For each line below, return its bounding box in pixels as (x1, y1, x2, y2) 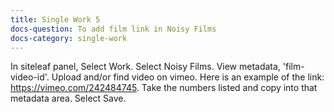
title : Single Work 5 (10, 14, 101, 25)
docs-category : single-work (10, 33, 128, 43)
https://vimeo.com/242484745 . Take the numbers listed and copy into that (10, 82, 318, 94)
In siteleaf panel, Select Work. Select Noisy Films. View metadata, (10, 61, 281, 73)
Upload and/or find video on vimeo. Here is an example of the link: (51, 71, 325, 83)
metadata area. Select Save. (10, 92, 127, 105)
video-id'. (10, 71, 50, 83)
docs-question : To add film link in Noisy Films (10, 24, 217, 34)
